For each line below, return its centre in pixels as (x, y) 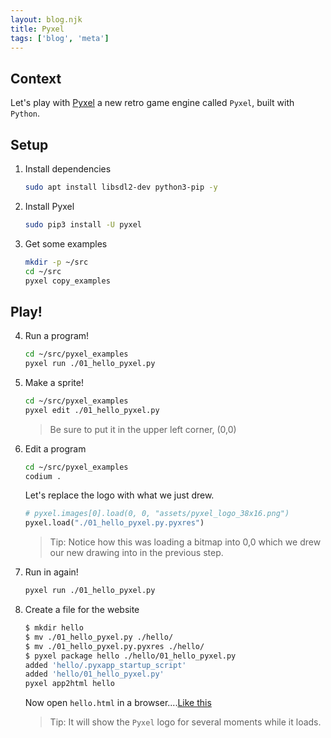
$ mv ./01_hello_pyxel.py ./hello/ (99, 637)
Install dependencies (68, 169)
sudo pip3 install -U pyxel (83, 224)
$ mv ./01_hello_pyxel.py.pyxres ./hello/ (114, 646)
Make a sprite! (54, 382)
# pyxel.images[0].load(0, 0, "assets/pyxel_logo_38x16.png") (157, 514)
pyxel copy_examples (67, 281)
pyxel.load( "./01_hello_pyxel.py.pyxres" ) (114, 523)
